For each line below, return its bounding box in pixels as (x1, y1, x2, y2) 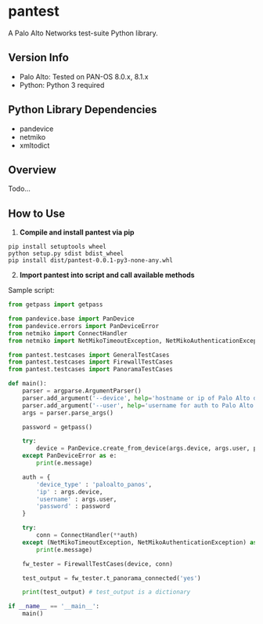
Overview (8, 163, 57, 177)
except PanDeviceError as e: (22, 452, 117, 460)
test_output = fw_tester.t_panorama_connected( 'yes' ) (22, 574, 201, 582)
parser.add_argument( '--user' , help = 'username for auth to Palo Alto (22, 401, 254, 410)
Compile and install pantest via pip (19, 228, 135, 237)
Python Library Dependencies (8, 103, 157, 116)
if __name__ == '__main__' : (8, 603, 100, 611)
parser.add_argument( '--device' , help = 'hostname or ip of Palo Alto (22, 394, 250, 402)
